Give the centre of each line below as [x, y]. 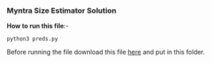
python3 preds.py [32, 39]
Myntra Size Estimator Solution [62, 11]
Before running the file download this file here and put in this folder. [106, 52]
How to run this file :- [38, 26]
